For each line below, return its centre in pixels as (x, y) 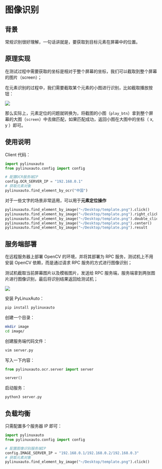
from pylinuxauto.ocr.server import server (49, 369)
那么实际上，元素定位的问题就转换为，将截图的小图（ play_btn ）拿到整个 (77, 113)
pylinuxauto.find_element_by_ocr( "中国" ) (47, 191)
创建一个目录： (20, 317)
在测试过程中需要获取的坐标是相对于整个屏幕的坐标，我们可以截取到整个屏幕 (81, 71)
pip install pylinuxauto (30, 308)
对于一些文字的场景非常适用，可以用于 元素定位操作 (56, 200)
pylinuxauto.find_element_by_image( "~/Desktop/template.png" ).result (76, 228)
